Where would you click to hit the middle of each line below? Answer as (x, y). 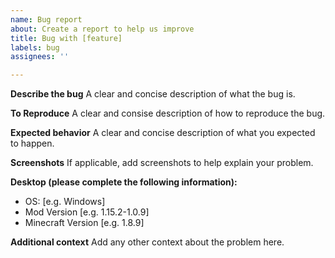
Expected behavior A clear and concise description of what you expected (163, 133)
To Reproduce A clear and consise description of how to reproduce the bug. (168, 113)
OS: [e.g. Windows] (65, 202)
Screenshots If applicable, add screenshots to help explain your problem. (162, 163)
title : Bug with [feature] (66, 38)
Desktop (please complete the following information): (124, 182)
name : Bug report (46, 19)
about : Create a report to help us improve (102, 29)
